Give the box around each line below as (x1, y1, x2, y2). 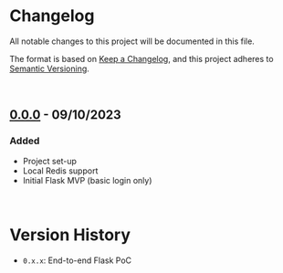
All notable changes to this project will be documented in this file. (9, 36, 256, 47)
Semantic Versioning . (9, 63, 89, 74)
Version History (9, 225, 131, 245)
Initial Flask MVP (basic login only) (22, 174, 152, 185)
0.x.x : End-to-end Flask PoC (22, 255, 132, 266)
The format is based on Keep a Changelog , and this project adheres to (9, 53, 274, 64)
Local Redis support (22, 165, 99, 176)
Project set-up (22, 155, 78, 166)
